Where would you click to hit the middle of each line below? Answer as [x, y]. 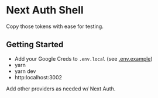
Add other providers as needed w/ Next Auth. [61, 89]
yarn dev [25, 71]
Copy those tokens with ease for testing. [55, 26]
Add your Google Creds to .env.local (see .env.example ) [83, 58]
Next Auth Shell [45, 10]
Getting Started [35, 45]
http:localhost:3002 [38, 77]
